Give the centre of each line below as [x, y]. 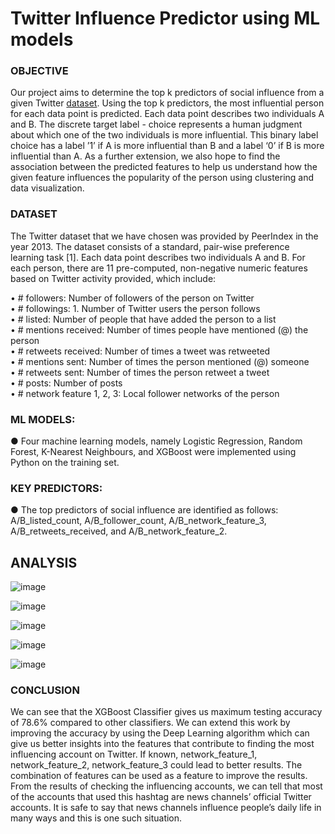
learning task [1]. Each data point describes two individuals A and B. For [158, 257]
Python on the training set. [65, 463]
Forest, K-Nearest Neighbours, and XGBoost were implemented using [153, 452]
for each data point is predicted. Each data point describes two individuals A [167, 114]
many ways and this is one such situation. [96, 818]
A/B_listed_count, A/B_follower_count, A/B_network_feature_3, [138, 521]
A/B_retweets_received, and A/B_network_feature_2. [119, 531]
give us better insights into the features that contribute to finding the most [162, 744]
